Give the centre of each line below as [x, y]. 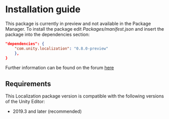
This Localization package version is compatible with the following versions [85, 96]
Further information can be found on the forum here [60, 68]
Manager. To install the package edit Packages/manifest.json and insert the [85, 29]
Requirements [28, 84]
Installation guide [43, 9]
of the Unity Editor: [25, 102]
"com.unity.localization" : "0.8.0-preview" [62, 49]
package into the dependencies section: [48, 34]
